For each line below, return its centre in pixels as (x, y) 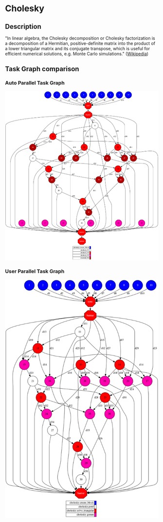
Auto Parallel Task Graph (35, 83)
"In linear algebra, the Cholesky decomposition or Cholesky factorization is (80, 38)
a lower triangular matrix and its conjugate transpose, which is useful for (77, 49)
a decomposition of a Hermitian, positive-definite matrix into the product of (80, 43)
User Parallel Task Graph (35, 271)
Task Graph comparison (42, 69)
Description (23, 27)
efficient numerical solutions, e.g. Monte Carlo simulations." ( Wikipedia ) (77, 54)
